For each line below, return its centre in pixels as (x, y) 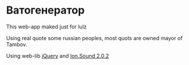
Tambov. (17, 44)
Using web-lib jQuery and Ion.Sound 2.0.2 (58, 56)
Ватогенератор (45, 10)
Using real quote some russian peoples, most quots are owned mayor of (94, 38)
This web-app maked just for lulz (47, 27)
